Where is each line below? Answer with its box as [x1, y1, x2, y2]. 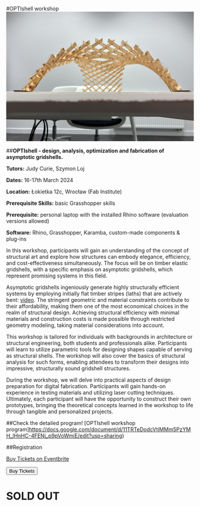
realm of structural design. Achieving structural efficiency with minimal [6, 309, 180, 316]
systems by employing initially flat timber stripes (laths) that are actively [6, 290, 182, 297]
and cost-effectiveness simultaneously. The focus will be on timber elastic [6, 260, 189, 267]
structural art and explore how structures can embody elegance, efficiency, [6, 253, 191, 261]
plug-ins [6, 235, 27, 243]
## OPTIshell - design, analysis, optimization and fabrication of [6, 147, 165, 154]
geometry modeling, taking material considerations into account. [6, 321, 165, 329]
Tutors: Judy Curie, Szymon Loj [6, 165, 85, 172]
